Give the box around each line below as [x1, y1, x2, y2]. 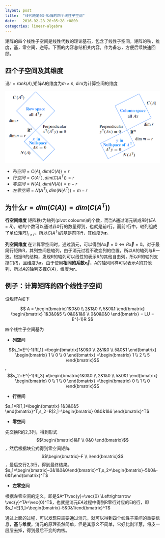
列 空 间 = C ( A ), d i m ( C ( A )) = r [12, 168, 70, 175]
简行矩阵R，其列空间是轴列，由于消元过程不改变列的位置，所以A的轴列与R [5, 247, 156, 253]
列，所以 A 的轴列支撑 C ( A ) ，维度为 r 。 [5, 266, 80, 272]
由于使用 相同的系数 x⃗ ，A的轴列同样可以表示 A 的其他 [46, 259, 152, 266]
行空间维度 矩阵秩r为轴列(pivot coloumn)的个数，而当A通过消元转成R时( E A [5, 217, 156, 223]
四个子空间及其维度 [5, 67, 63, 75]
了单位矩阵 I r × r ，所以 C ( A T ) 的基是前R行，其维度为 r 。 [5, 229, 111, 237]
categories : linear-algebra [5, 24, 63, 29]
